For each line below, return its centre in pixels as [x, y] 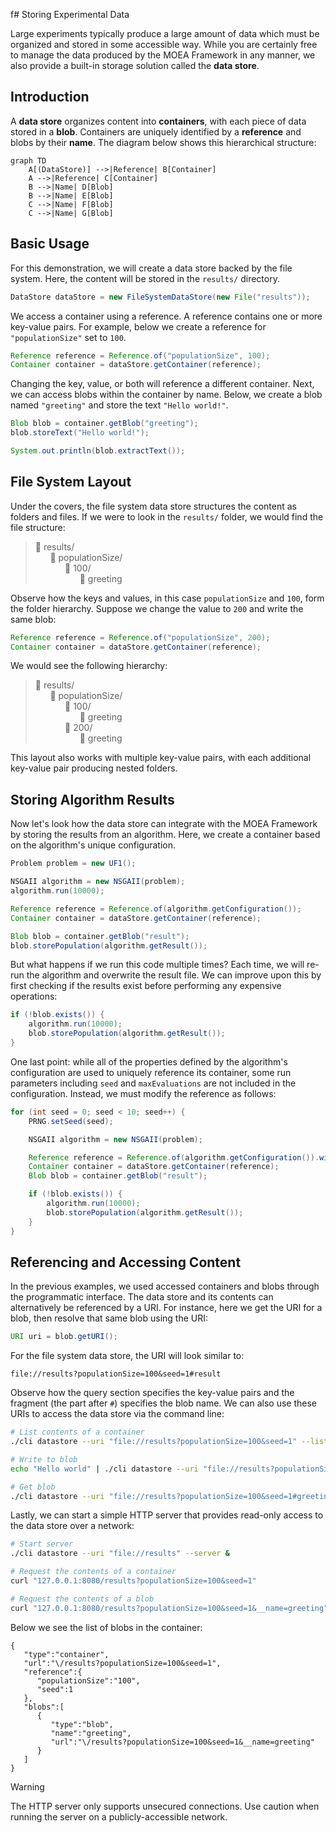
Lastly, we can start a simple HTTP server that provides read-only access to [167, 1515]
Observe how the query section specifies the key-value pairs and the [152, 1393]
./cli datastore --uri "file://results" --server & [120, 1554]
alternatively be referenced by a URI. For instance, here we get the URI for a [166, 1308]
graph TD [28, 160]
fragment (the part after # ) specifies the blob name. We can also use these [163, 1403]
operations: [34, 996]
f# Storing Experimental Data [70, 14]
